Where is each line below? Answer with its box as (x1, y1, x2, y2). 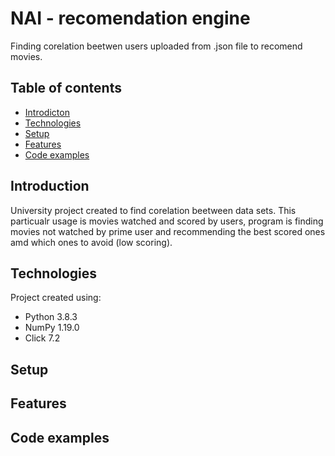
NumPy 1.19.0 (24, 322, 80, 334)
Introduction (10, 178, 90, 195)
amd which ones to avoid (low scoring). (10, 236, 173, 248)
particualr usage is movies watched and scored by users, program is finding (10, 215, 324, 227)
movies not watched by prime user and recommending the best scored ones (10, 225, 326, 237)
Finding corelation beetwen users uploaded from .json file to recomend (10, 40, 303, 52)
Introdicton (24, 106, 70, 118)
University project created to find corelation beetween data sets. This (10, 204, 297, 216)
